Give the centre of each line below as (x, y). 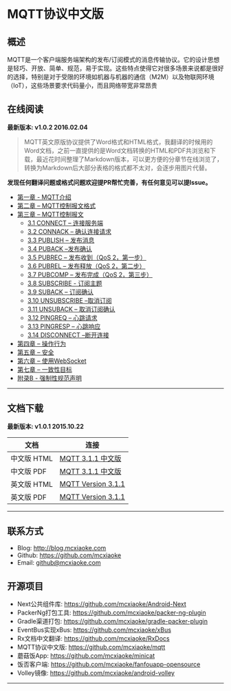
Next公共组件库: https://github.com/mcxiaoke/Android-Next (102, 604)
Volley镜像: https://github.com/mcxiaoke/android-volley (96, 673)
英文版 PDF (29, 497)
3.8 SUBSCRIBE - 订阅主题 (65, 283)
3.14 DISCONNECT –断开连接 (68, 334)
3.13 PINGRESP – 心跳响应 (64, 326)
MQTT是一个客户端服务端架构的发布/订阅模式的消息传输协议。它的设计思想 (113, 60)
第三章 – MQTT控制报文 (50, 214)
